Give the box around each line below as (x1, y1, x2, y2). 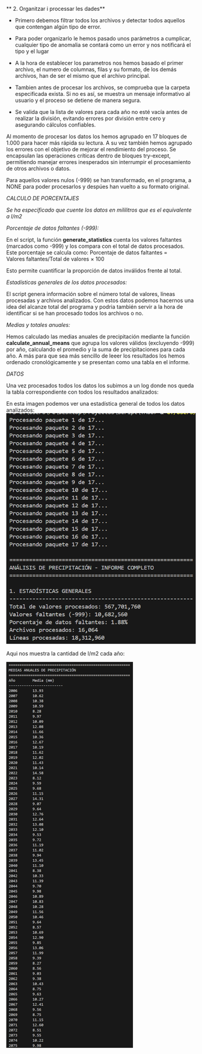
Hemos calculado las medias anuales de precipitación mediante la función (6, 333, 191, 340)
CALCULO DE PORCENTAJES (6, 195, 79, 201)
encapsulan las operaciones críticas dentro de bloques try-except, (6, 152, 171, 159)
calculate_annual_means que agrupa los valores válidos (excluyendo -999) (6, 339, 195, 346)
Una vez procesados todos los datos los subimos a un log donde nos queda (6, 382, 194, 389)
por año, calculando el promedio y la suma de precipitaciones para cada (6, 346, 185, 353)
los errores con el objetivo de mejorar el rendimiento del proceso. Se (6, 146, 176, 153)
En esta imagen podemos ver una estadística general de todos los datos (6, 400, 185, 407)
